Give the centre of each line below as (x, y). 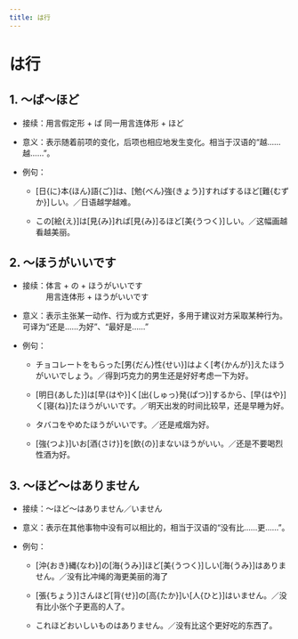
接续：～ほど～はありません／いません (92, 509)
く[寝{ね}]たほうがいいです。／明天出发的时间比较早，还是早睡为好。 (162, 406)
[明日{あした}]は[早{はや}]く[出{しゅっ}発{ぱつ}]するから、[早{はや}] (161, 395)
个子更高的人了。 (98, 607)
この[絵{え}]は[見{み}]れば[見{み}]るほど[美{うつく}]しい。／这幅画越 (161, 221)
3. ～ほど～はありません (74, 485)
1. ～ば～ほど (44, 100)
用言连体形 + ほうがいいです (97, 297)
